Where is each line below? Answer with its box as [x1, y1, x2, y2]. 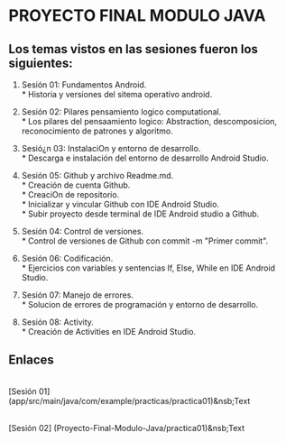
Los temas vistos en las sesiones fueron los [8, 41, 259, 57]
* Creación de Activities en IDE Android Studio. [21, 327, 196, 336]
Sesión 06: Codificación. [21, 253, 114, 263]
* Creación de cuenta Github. [21, 180, 131, 190]
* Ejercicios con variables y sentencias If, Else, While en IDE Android [21, 262, 276, 273]
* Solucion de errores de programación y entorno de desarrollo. [21, 299, 259, 309]
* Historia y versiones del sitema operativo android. [21, 89, 213, 99]
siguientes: [8, 55, 73, 70]
